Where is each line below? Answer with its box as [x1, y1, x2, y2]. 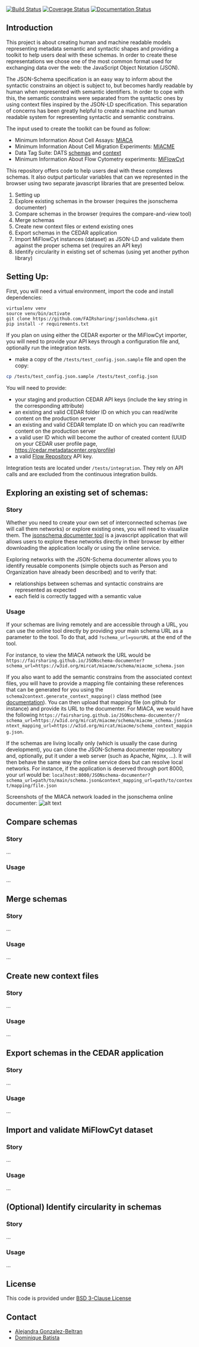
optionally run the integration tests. [6, 344, 92, 351]
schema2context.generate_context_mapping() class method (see [6, 692, 162, 699]
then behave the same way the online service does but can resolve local [6, 759, 183, 766]
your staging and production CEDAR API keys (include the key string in [14, 396, 188, 403]
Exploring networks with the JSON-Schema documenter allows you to [6, 556, 178, 563]
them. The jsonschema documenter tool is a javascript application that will [6, 532, 188, 539]
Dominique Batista [14, 1334, 60, 1342]
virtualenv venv [6, 305, 46, 311]
